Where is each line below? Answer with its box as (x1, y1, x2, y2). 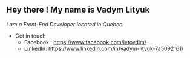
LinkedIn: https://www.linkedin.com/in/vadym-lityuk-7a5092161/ (24, 45, 183, 52)
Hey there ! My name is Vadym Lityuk (6, 5, 150, 15)
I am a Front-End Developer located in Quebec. (6, 20, 124, 28)
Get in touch (15, 32, 46, 39)
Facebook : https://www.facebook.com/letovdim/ (24, 38, 147, 45)
